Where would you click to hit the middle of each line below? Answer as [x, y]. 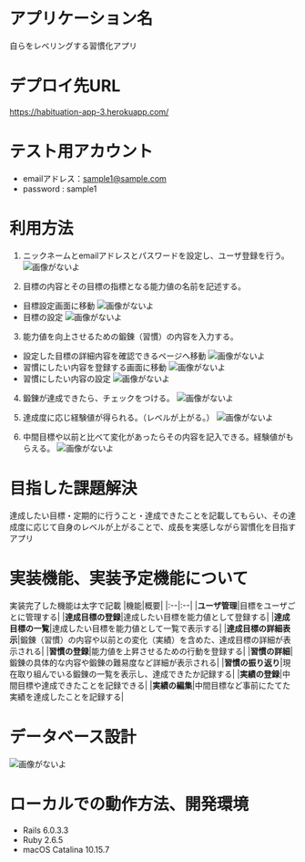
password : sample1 [60, 189]
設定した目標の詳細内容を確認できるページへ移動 [114, 356]
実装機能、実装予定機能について [129, 578]
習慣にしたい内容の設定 [66, 379]
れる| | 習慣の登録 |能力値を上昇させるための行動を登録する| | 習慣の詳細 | [159, 651]
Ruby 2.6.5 [43, 839]
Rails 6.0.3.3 [46, 830]
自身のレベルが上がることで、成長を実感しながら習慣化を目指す [177, 526]
